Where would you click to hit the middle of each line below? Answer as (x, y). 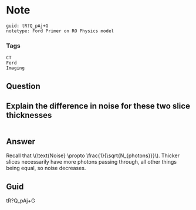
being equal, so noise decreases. (46, 168)
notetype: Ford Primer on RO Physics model (60, 31)
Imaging (16, 68)
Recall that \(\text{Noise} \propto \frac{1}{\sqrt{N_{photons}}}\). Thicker (93, 155)
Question (23, 86)
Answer (21, 141)
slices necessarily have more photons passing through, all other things (92, 162)
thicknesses (29, 115)
